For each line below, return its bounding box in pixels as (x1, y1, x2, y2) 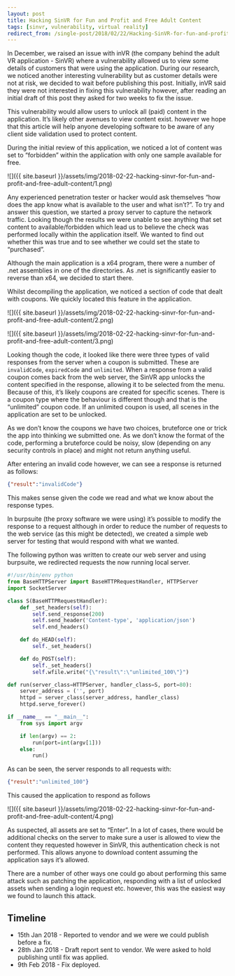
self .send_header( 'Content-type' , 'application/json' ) (32, 617, 196, 624)
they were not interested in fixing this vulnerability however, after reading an (7, 86, 227, 95)
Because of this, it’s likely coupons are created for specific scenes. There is (7, 388, 225, 397)
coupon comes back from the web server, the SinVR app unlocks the (7, 373, 205, 381)
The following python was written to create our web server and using (7, 550, 206, 559)
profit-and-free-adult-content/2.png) (7, 316, 114, 324)
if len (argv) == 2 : (20, 732, 77, 739)
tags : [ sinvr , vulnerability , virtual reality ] (7, 23, 149, 30)
